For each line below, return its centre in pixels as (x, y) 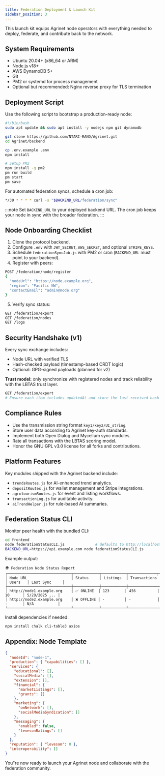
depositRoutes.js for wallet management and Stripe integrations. (78, 488)
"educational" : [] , (34, 671)
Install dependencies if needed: (37, 617)
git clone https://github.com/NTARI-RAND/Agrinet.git (61, 136)
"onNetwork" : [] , (36, 708)
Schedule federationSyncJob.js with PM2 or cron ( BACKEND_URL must (81, 253)
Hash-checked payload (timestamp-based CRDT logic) (68, 364)
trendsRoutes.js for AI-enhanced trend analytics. (62, 483)
